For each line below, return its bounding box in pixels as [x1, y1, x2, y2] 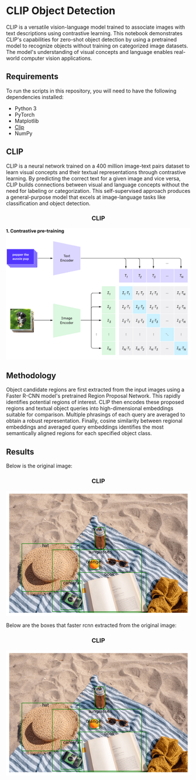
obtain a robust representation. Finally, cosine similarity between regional [6, 418, 183, 425]
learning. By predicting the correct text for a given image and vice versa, [6, 175, 181, 182]
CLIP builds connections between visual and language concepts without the [6, 181, 189, 188]
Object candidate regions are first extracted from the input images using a [6, 386, 185, 394]
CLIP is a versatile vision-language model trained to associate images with [6, 23, 185, 30]
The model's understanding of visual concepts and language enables [6, 48, 173, 55]
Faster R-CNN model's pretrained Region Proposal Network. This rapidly [6, 392, 181, 399]
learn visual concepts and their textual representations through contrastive [6, 168, 186, 175]
